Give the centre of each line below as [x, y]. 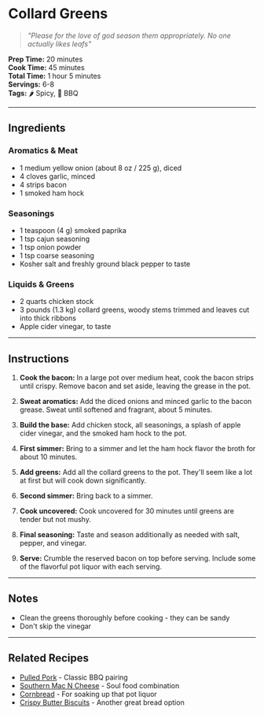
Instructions [38, 359]
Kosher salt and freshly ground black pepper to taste [105, 264]
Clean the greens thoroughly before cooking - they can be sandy [125, 617]
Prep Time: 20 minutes [46, 59]
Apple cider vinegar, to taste [65, 327]
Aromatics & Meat [43, 150]
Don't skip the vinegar [55, 626]
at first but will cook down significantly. [83, 480]
